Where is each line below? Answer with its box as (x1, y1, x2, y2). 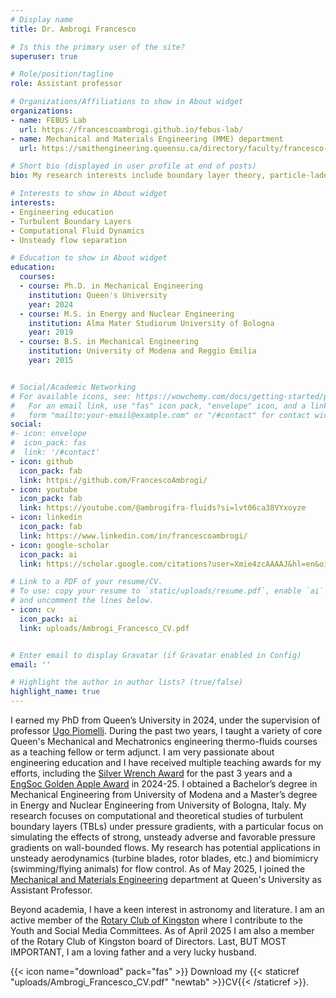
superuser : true (10, 51, 78, 61)
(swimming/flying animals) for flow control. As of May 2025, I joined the (10, 863, 306, 875)
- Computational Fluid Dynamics (10, 226, 145, 236)
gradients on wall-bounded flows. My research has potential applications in (10, 842, 321, 853)
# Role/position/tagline (10, 69, 114, 80)
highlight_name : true (10, 687, 101, 697)
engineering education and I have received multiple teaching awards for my (10, 757, 322, 768)
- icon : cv (10, 605, 56, 615)
